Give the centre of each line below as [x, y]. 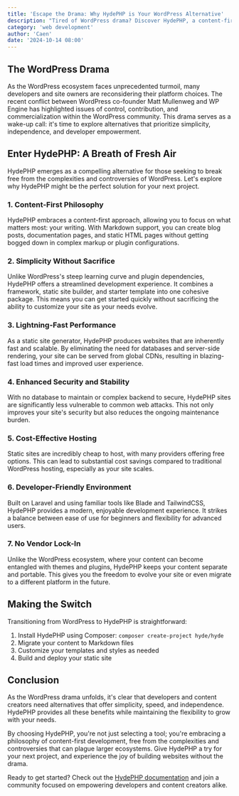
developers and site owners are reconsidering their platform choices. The [115, 94]
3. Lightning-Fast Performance [62, 326]
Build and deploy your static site [65, 657]
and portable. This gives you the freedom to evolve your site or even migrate [119, 574]
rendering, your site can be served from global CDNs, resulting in [103, 355]
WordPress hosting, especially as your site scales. [81, 469]
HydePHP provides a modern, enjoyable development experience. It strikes [117, 510]
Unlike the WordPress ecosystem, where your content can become [106, 559]
